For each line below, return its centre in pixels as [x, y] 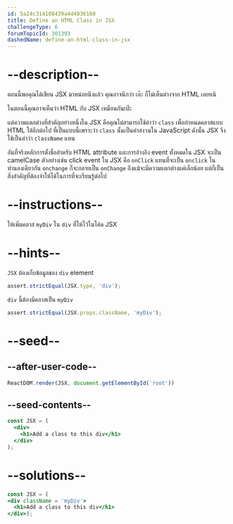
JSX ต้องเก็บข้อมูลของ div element [50, 272]
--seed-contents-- [49, 405]
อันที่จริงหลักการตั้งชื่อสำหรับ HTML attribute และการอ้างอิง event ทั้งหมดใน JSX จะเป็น [114, 153]
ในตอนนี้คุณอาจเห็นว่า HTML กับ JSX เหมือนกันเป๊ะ [70, 108]
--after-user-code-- [52, 367]
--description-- [53, 75]
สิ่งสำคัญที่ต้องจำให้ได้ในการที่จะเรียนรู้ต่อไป [57, 176]
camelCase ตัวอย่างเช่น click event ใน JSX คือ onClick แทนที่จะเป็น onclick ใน [112, 160]
